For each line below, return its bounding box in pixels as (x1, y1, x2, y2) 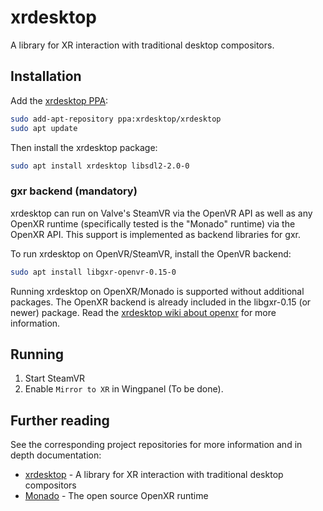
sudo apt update (10, 123, 78, 133)
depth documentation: (10, 449, 102, 461)
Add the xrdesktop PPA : (10, 94, 109, 106)
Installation (10, 68, 82, 85)
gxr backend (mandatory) (10, 184, 138, 198)
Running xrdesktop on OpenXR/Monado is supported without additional (10, 285, 305, 297)
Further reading (10, 412, 110, 429)
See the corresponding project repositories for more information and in (10, 439, 303, 451)
